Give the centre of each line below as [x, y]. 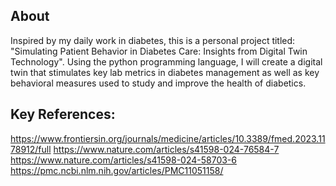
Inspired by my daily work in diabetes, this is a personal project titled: [153, 40]
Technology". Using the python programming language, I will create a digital [166, 61]
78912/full [31, 149]
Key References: [63, 114]
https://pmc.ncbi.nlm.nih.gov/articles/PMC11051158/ [117, 170]
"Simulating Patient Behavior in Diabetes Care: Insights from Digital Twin [159, 51]
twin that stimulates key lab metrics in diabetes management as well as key [165, 72]
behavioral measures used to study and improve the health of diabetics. [158, 83]
